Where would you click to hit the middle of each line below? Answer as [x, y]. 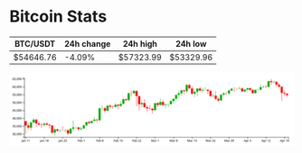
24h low [191, 44]
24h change [88, 44]
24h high [140, 44]
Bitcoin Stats [58, 17]
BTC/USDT [35, 44]
